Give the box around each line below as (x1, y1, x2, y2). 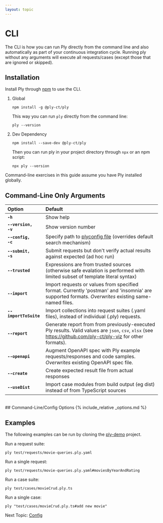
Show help (45, 214, 70, 221)
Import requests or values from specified (45, 281, 139, 288)
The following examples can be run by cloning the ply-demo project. (5, 431, 142, 437)
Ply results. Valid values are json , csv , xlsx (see (45, 327, 153, 334)
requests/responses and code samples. (45, 353, 136, 360)
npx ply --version (12, 164, 49, 169)
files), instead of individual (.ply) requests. (45, 313, 142, 320)
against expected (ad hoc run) (45, 253, 115, 260)
